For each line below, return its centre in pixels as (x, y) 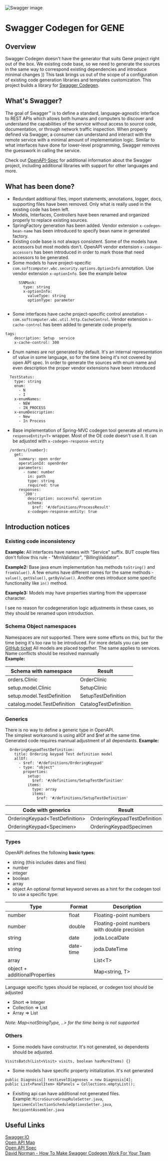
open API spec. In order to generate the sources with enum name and (84, 362)
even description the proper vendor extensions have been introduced (84, 368)
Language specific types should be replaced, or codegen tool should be (79, 987)
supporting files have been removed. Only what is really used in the (82, 204)
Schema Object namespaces (41, 626)
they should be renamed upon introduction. (50, 613)
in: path (36, 476)
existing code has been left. (41, 209)
